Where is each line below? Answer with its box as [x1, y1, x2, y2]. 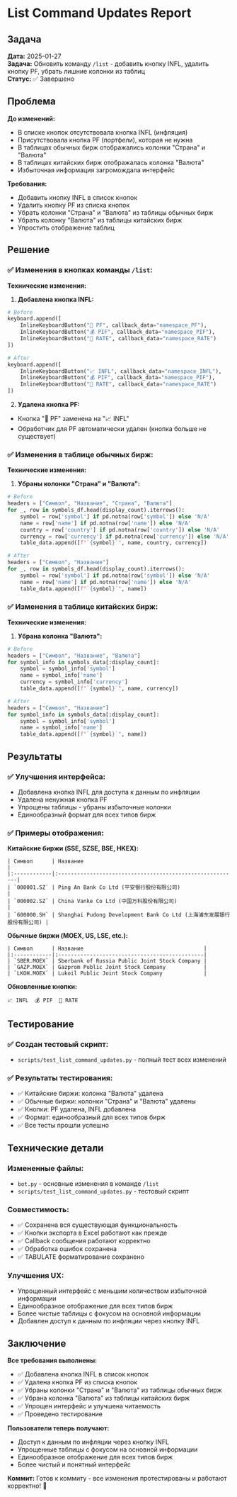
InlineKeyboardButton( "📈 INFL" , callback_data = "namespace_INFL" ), [20, 367, 222, 375]
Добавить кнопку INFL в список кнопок [17, 193, 138, 201]
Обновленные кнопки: [7, 982, 78, 991]
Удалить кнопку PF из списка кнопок [17, 201, 130, 209]
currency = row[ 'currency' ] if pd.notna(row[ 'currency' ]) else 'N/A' [20, 533, 230, 540]
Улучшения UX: [7, 1271, 64, 1281]
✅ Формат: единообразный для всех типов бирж [17, 1113, 166, 1121]
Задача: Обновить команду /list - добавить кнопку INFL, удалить [7, 60, 209, 68]
